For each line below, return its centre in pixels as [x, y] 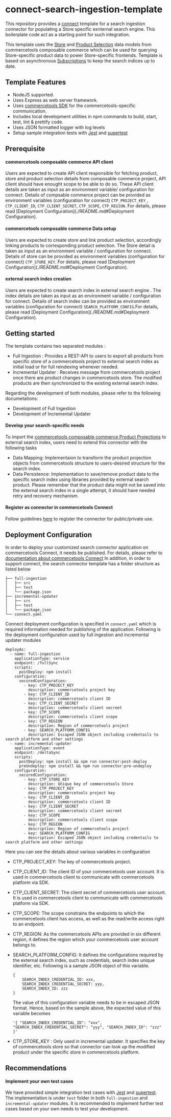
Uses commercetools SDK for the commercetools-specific [74, 106]
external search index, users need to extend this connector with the [76, 442]
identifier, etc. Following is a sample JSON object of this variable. [81, 965]
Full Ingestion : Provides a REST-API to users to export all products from [88, 356]
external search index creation [38, 279]
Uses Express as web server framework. [55, 100]
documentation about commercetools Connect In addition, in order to [78, 558]
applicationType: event [40, 748]
